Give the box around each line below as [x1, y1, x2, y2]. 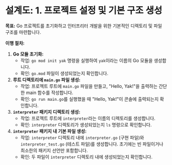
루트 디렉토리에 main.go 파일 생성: [12, 77, 81, 83]
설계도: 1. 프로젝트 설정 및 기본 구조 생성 [5, 5, 163, 16]
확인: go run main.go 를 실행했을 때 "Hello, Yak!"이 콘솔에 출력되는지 [20, 96, 159, 102]
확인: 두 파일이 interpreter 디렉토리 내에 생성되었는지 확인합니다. [20, 154, 153, 160]
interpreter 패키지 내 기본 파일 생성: [12, 128, 87, 134]
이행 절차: [5, 40, 25, 46]
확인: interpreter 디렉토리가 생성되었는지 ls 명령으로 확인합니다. [20, 121, 152, 127]
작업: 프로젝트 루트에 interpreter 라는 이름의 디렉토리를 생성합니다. [20, 115, 156, 121]
